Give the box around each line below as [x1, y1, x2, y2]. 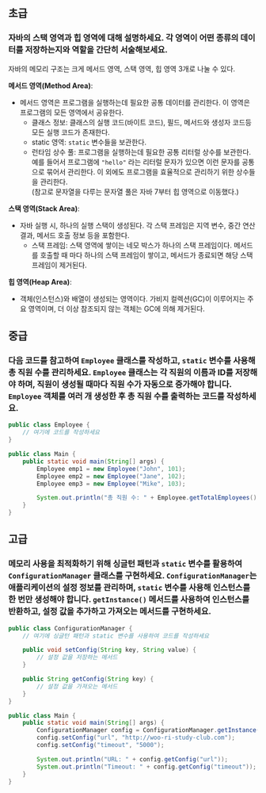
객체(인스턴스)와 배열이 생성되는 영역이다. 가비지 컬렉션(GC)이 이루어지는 [19, 293, 245, 303]
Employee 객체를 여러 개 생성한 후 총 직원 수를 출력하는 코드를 [8, 391, 225, 401]
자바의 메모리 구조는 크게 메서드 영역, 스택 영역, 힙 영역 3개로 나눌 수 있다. [8, 63, 236, 73]
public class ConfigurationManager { [8, 624, 133, 632]
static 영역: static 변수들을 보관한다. [31, 137, 147, 147]
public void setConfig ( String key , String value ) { [22, 646, 196, 654]
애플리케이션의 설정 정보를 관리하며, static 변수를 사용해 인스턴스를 [8, 582, 251, 593]
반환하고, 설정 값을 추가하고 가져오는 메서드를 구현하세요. [8, 606, 211, 617]
